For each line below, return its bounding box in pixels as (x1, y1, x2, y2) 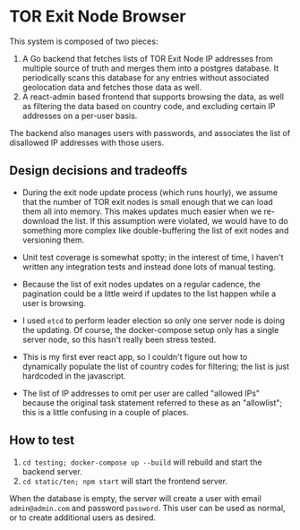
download (21, 215, 60, 226)
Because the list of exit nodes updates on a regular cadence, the (21, 278, 261, 289)
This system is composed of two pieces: (9, 36, 159, 47)
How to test (9, 432, 74, 449)
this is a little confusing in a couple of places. (21, 406, 190, 417)
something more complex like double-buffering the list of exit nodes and (21, 225, 289, 235)
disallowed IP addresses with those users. (9, 137, 165, 148)
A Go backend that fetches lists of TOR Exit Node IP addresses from (21, 53, 273, 64)
